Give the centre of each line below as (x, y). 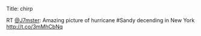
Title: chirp (20, 9)
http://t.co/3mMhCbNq (35, 27)
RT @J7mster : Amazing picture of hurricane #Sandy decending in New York (100, 20)
